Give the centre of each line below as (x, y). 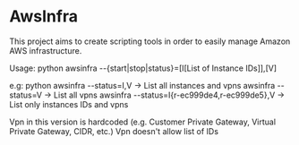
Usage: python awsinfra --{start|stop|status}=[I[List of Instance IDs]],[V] (143, 68)
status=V (26, 95)
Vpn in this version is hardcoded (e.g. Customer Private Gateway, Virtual (142, 122)
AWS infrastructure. (46, 50)
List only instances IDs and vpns (69, 104)
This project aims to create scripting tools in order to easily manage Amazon (150, 41)
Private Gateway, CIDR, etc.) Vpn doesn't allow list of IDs (114, 131)
